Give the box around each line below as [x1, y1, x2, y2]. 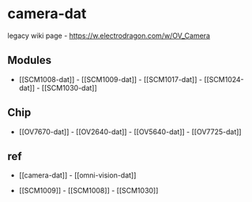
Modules [7, 54, 52, 67]
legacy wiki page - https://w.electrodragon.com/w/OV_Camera [7, 31, 211, 40]
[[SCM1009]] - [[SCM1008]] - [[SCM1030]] [18, 186, 159, 196]
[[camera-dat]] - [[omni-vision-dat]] [18, 170, 137, 180]
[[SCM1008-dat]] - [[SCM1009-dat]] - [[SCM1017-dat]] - [18, 74, 203, 84]
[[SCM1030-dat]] [41, 83, 98, 92]
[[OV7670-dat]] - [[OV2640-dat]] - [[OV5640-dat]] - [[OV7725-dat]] [18, 127, 242, 137]
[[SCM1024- [204, 74, 244, 84]
